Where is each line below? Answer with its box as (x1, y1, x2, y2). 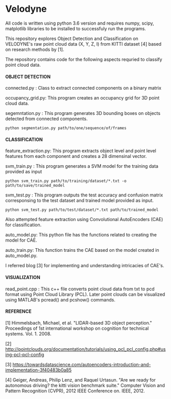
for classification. (5, 222, 42, 228)
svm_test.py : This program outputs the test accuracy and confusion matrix (5, 192, 163, 198)
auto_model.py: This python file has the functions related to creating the (5, 232, 157, 238)
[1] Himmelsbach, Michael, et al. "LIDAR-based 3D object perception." (5, 320, 152, 326)
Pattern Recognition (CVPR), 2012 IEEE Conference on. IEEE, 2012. (5, 388, 145, 394)
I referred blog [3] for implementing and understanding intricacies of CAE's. (5, 263, 164, 269)
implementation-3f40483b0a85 (5, 367, 72, 373)
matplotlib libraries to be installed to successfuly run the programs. (5, 25, 146, 31)
